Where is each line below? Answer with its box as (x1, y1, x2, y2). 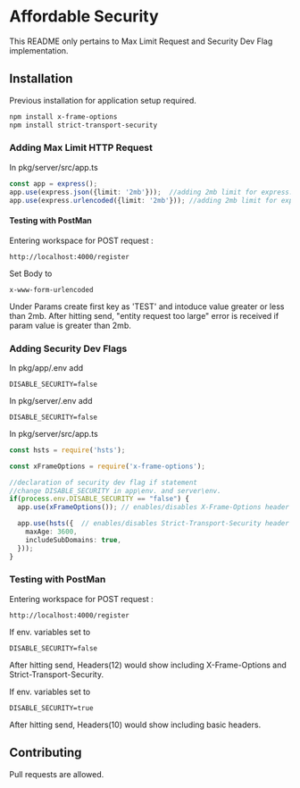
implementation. (9, 45, 69, 55)
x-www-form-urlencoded (9, 285, 94, 294)
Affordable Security (9, 6, 159, 27)
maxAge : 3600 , (25, 527, 78, 537)
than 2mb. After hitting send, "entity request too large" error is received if (9, 310, 279, 321)
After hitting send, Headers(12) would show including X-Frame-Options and (9, 659, 287, 670)
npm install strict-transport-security (9, 121, 158, 130)
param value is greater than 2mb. (9, 320, 131, 331)
